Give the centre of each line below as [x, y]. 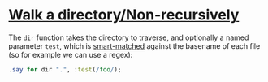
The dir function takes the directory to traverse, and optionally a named [129, 37]
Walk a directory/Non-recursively [124, 15]
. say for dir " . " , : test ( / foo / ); [65, 69]
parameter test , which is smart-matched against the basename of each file [134, 45]
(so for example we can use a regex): [71, 54]
